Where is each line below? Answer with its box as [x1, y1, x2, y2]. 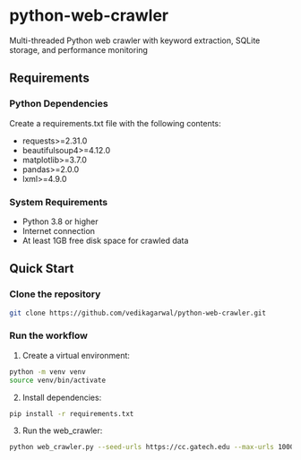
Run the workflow [9, 329, 88, 342]
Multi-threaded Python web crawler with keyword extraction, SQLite [9, 35, 261, 46]
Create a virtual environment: [21, 350, 130, 360]
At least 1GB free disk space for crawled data [21, 235, 189, 246]
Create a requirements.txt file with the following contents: [9, 117, 221, 128]
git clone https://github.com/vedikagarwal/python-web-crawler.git [9, 308, 267, 317]
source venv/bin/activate [9, 376, 106, 385]
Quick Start [9, 261, 74, 276]
